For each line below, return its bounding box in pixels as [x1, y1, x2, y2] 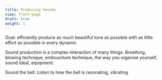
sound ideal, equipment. [5, 60, 54, 66]
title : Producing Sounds [5, 7, 56, 12]
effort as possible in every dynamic [5, 40, 77, 46]
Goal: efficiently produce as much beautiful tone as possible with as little [5, 35, 153, 40]
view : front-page [5, 12, 41, 17]
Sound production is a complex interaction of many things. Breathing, [5, 49, 146, 55]
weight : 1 [5, 21, 26, 26]
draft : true [5, 16, 30, 21]
